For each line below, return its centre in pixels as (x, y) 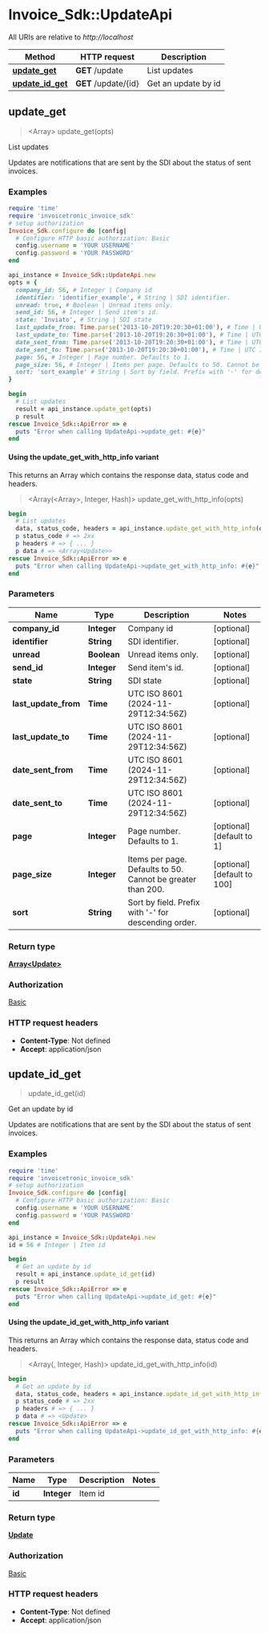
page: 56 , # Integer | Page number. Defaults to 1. (104, 357)
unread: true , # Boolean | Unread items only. (94, 305)
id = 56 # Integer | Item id (57, 1245)
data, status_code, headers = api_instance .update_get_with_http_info (136, 529)
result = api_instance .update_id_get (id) (86, 1274)
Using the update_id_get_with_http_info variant (89, 1322)
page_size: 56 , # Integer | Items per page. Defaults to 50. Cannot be (138, 364)
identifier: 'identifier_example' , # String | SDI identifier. (123, 297)
